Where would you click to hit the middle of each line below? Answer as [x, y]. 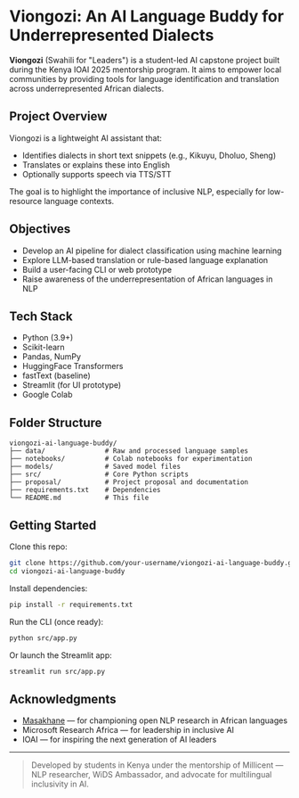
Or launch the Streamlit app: [61, 655]
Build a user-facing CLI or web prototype [97, 269]
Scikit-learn [43, 347]
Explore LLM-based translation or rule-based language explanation [145, 259]
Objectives [40, 229]
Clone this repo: [39, 547]
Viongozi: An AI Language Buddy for [147, 16]
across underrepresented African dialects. [87, 88]
